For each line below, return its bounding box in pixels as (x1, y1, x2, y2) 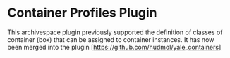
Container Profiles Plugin (7, 5, 157, 21)
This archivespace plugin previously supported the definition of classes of (7, 28, 223, 36)
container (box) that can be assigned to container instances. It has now (7, 35, 214, 43)
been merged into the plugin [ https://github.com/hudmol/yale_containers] (7, 43, 222, 51)
